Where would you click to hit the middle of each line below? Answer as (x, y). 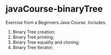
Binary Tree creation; (34, 32)
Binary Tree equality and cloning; (46, 42)
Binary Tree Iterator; (33, 47)
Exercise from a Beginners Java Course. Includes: (56, 22)
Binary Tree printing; (33, 37)
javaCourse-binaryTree (54, 9)
